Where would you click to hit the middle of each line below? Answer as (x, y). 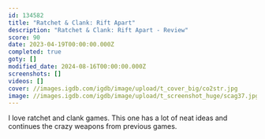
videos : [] (26, 81)
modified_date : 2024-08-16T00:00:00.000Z (77, 67)
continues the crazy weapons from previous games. (93, 126)
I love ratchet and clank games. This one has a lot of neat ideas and (118, 118)
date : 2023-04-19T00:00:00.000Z (61, 45)
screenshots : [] (35, 74)
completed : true (35, 52)
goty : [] (22, 60)
